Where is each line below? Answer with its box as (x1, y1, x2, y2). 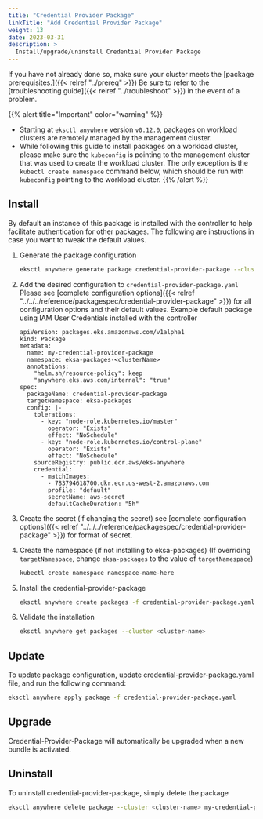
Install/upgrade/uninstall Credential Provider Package (15, 48, 201, 56)
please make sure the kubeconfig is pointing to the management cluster (19, 150, 250, 159)
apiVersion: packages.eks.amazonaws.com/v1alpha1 (19, 328, 186, 336)
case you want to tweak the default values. (8, 235, 147, 244)
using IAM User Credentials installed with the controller (19, 313, 198, 322)
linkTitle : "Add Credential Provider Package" (8, 19, 163, 27)
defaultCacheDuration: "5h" (48, 500, 139, 508)
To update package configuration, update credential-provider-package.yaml (8, 670, 254, 679)
